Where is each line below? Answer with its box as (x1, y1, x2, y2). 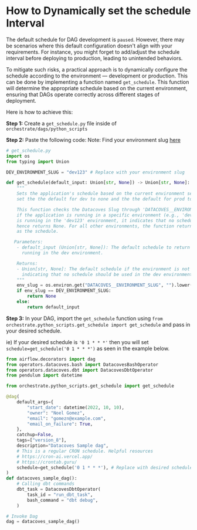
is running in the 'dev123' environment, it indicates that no (16, 218, 175, 223)
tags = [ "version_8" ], (16, 437, 67, 443)
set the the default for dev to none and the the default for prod (16, 196, 185, 202)
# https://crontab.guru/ (16, 459, 77, 465)
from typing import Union (6, 158, 69, 165)
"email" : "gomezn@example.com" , (27, 415, 107, 422)
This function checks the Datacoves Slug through (16, 206, 141, 212)
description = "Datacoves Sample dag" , (16, 443, 109, 449)
